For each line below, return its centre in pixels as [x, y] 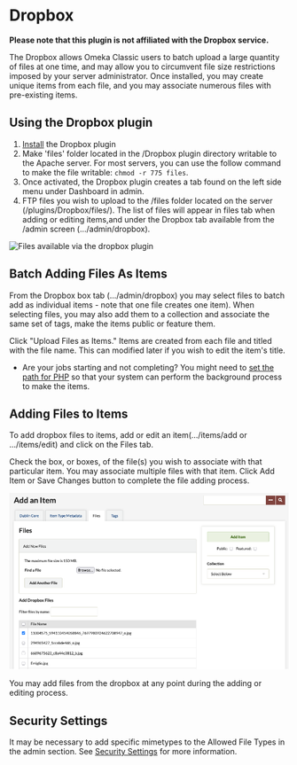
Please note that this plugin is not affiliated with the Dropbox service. [139, 40]
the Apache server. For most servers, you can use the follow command [152, 163]
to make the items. [56, 386]
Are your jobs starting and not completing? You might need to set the [148, 367]
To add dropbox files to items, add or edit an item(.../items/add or [128, 435]
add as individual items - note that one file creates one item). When [132, 304]
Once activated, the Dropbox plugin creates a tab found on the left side [152, 182]
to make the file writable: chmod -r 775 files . [105, 172]
